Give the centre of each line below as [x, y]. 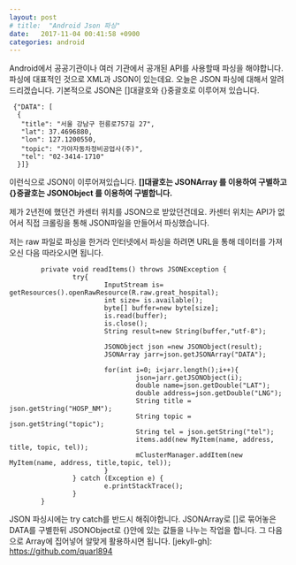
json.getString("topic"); [57, 424]
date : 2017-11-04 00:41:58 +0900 [75, 34]
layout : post [33, 17]
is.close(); [126, 324]
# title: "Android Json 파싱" [65, 26]
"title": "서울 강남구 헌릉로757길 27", [88, 125]
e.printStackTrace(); [144, 486]
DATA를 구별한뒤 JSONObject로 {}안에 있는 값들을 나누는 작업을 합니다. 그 [138, 531]
